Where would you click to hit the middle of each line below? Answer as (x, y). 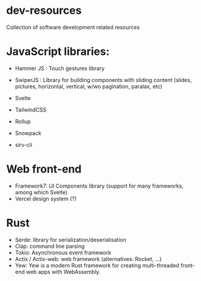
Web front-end (44, 169)
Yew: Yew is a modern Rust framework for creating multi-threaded (97, 265)
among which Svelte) (41, 192)
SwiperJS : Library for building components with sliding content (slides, (103, 80)
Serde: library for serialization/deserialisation (70, 239)
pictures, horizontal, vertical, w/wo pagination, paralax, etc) (88, 86)
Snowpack (28, 133)
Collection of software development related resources (73, 27)
